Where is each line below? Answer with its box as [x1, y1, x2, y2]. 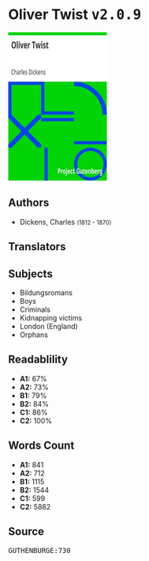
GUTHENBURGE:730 [8, 546, 71, 555]
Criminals [19, 305, 51, 314]
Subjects [8, 267, 53, 280]
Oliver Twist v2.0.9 [8, 6, 142, 24]
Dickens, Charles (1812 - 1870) [19, 217, 112, 226]
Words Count [8, 439, 75, 453]
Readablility [8, 353, 69, 366]
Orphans [19, 330, 49, 339]
